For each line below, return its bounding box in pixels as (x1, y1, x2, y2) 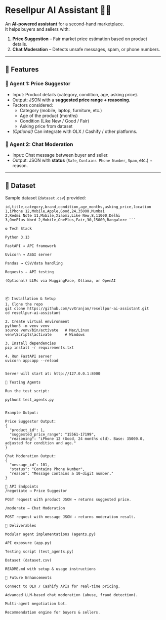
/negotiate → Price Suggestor (5, 488, 68, 493)
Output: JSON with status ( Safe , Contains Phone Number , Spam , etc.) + (12, 157, 153, 163)
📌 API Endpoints (5, 484, 39, 489)
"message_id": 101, (9, 462, 50, 467)
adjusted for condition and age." (5, 440, 77, 445)
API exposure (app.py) (5, 540, 52, 545)
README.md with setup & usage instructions (5, 566, 96, 571)
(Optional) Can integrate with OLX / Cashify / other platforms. (12, 128, 137, 134)
